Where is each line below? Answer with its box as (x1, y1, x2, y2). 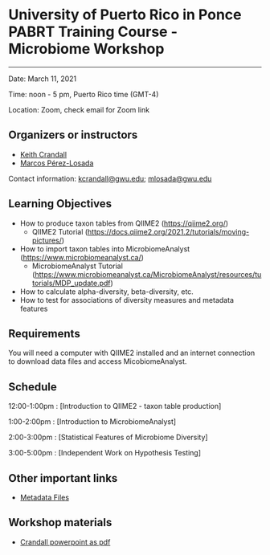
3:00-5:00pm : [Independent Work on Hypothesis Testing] (8, 448, 201, 458)
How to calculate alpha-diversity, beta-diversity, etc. (19, 287, 194, 296)
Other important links (8, 471, 118, 485)
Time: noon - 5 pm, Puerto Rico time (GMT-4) (8, 89, 159, 99)
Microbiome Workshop (8, 40, 165, 58)
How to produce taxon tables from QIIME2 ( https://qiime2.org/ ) (19, 218, 229, 228)
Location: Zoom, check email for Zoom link (8, 104, 150, 114)
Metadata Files (19, 492, 70, 502)
